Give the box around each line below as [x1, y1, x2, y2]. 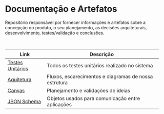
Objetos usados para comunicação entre [46, 95, 140, 102]
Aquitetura [7, 76, 32, 83]
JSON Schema [7, 98, 41, 105]
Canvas [7, 87, 25, 94]
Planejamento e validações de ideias [46, 87, 130, 94]
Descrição [89, 51, 114, 57]
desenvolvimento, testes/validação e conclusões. [5, 30, 104, 36]
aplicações [46, 101, 72, 108]
